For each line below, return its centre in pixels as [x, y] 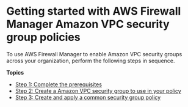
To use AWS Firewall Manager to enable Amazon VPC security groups [94, 54]
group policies [43, 37]
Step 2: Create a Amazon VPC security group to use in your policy [98, 90]
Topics [15, 72]
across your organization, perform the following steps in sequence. [91, 61]
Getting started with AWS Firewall [94, 11]
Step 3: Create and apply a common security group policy [88, 97]
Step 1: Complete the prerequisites [59, 84]
